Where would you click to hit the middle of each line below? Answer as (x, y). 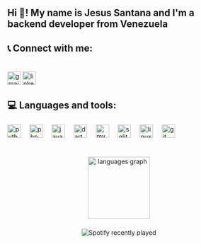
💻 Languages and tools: (62, 106)
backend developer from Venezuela (88, 24)
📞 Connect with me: (50, 48)
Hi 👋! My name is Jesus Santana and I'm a (101, 13)
